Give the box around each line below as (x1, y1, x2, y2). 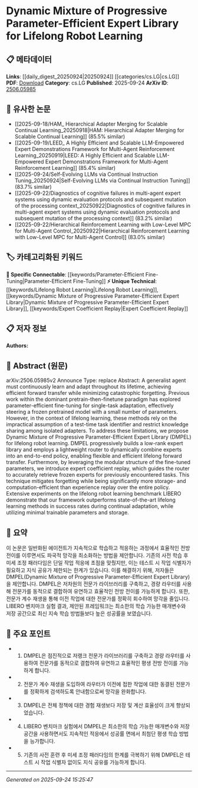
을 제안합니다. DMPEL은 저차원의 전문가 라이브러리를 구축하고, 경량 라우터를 (6, 580, 181, 587)
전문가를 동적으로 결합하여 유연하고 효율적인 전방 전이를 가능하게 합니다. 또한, (12, 588, 190, 595)
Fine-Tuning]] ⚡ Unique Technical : (72, 277, 157, 285)
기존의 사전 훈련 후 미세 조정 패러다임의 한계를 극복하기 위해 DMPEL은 (23, 751, 184, 758)
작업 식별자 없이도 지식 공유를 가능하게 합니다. (41, 758, 146, 766)
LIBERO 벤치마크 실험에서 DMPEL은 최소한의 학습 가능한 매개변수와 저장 (23, 722, 190, 729)
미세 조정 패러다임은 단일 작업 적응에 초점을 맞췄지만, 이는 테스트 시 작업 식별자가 (6, 559, 192, 567)
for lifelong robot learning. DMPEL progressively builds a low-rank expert (6, 440, 184, 447)
